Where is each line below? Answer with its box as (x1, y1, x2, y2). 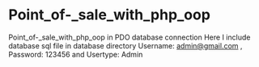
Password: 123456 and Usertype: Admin (8, 49, 143, 59)
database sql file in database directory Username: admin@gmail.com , (8, 40, 243, 50)
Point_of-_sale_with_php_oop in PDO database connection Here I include (8, 32, 251, 42)
